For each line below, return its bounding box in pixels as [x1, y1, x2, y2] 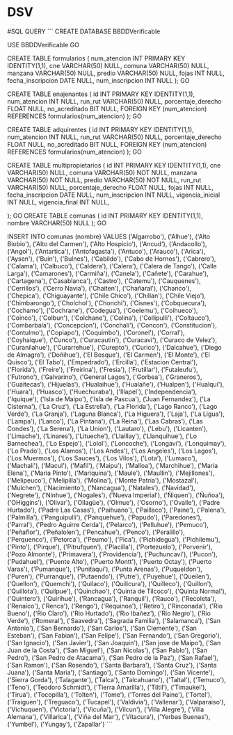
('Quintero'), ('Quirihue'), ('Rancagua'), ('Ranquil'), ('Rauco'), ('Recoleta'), [7, 594, 217, 602]
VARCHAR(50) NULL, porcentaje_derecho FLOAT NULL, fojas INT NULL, [7, 183, 214, 191]
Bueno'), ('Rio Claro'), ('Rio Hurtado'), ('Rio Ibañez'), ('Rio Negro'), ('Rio [7, 609, 211, 617]
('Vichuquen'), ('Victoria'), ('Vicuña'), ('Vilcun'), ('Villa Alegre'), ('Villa [7, 705, 204, 713]
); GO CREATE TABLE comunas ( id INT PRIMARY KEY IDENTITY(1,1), [7, 211, 203, 220]
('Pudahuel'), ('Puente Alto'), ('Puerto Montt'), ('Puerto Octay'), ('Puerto [7, 557, 212, 565]
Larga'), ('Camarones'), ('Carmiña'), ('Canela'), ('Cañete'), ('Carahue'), [7, 269, 209, 277]
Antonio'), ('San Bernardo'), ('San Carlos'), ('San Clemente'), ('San [7, 624, 197, 632]
